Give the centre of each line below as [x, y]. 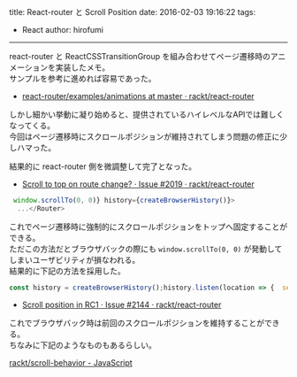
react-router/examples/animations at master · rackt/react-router [138, 96]
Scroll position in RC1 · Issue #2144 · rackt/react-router [122, 304]
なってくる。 [32, 125]
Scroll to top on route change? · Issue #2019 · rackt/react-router [138, 184]
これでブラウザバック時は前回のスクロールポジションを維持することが [137, 323]
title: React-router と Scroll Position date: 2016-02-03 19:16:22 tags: [133, 12]
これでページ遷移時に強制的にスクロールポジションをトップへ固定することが [148, 227]
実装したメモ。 [83, 67]
